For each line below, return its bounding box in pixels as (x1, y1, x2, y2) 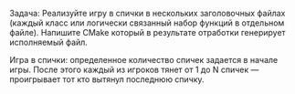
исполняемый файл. (9, 37, 89, 47)
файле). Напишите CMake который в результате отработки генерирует (9, 27, 286, 37)
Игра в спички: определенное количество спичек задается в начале (9, 55, 279, 65)
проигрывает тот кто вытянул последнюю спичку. (9, 74, 205, 85)
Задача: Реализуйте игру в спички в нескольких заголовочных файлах (9, 8, 286, 18)
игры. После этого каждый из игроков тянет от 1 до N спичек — (9, 64, 259, 75)
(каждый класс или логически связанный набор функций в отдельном (9, 17, 285, 28)
